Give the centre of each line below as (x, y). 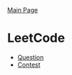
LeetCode (36, 38)
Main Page (23, 10)
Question (30, 57)
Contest (29, 65)
